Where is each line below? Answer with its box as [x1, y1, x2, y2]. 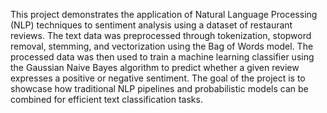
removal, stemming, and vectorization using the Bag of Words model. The [10, 40, 314, 52]
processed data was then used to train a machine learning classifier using [10, 51, 315, 63]
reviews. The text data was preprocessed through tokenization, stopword [10, 30, 312, 41]
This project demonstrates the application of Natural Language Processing [10, 9, 318, 20]
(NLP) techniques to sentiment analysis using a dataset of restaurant [10, 19, 293, 31]
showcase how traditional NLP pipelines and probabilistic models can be [10, 83, 309, 94]
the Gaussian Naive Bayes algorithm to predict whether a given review [10, 62, 300, 73]
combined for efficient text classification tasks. [10, 94, 203, 105]
